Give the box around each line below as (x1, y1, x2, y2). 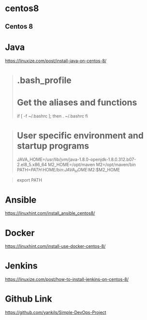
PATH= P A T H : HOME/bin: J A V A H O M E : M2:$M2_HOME (16, 167, 120, 174)
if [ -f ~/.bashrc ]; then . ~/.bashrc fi (16, 113, 88, 119)
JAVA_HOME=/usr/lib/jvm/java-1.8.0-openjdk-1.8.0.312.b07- (16, 156, 136, 162)
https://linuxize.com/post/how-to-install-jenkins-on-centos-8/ (5, 276, 129, 282)
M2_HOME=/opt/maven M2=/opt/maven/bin (48, 161, 136, 168)
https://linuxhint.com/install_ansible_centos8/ (5, 210, 95, 216)
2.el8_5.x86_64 (16, 161, 47, 168)
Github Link (5, 293, 52, 304)
